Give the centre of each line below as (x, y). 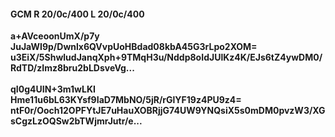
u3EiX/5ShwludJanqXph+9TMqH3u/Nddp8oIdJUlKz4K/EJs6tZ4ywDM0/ (166, 57)
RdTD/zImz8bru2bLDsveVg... (72, 68)
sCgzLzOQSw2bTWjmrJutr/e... (76, 121)
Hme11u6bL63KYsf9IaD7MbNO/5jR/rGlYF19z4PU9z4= (126, 100)
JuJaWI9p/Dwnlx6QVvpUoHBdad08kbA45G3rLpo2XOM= (134, 47)
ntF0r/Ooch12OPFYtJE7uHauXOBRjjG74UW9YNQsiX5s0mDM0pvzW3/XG (168, 111)
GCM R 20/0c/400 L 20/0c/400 (77, 14)
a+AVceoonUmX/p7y (55, 36)
